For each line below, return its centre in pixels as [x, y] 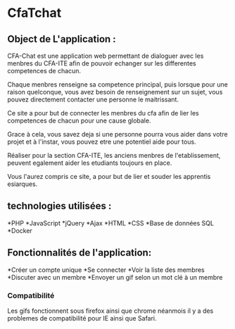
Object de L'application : [62, 39]
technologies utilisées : [59, 206]
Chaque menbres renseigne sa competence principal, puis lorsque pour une [118, 85]
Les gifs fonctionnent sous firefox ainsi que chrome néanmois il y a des [110, 311]
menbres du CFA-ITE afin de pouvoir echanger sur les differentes [102, 63]
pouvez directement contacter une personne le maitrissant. [93, 99]
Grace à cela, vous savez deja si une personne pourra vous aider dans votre [118, 134]
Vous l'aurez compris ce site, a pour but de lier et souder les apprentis [109, 176]
